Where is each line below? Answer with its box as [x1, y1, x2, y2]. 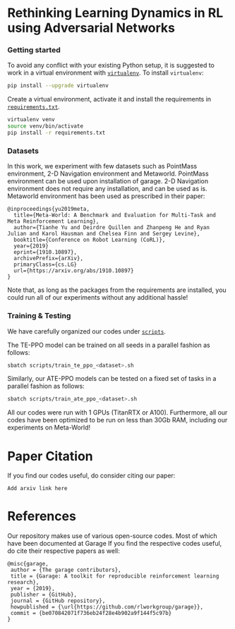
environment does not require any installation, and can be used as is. [7, 185, 208, 193]
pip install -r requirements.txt [7, 129, 106, 137]
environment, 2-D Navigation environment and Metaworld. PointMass [7, 169, 210, 178]
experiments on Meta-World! [7, 423, 91, 432]
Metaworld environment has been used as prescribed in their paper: [7, 192, 205, 200]
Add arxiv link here [7, 485, 68, 492]
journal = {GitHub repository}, [10, 597, 106, 604]
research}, [7, 579, 40, 586]
